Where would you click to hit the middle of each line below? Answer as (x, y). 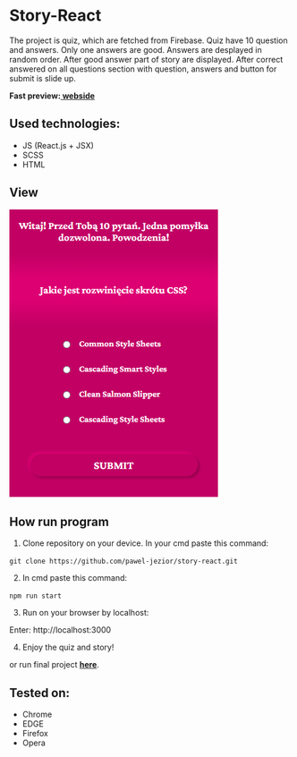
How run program (59, 521)
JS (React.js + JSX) (58, 145)
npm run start (36, 596)
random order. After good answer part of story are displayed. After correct (146, 59)
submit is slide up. (42, 78)
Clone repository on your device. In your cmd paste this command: (145, 543)
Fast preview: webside (52, 96)
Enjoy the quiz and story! (68, 647)
